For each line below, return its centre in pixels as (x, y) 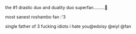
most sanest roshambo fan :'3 (35, 17)
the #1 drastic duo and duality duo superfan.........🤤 (56, 8)
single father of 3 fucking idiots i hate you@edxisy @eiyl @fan (68, 26)
